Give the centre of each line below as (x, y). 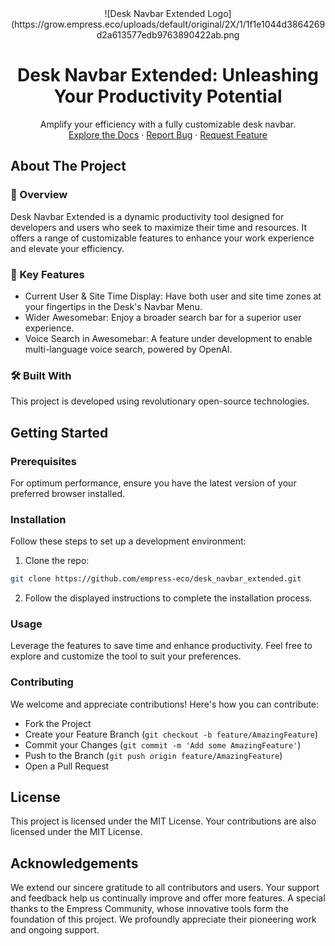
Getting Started (59, 432)
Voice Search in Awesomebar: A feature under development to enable (168, 338)
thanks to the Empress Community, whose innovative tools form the (149, 909)
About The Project (68, 166)
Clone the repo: (57, 561)
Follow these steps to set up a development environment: (128, 541)
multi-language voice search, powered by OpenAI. (128, 349)
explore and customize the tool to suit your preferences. (126, 656)
